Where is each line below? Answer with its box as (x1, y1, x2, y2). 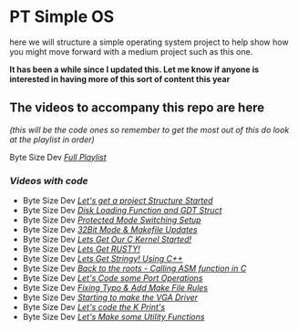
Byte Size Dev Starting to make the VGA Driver (22, 292, 199, 303)
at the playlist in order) (9, 134, 96, 145)
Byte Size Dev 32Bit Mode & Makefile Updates (22, 224, 198, 235)
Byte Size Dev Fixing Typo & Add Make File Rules (22, 283, 208, 294)
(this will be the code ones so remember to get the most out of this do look (9, 124, 290, 135)
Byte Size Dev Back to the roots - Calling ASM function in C (22, 263, 247, 274)
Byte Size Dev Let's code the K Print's (22, 302, 166, 313)
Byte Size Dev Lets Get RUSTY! (22, 243, 141, 254)
